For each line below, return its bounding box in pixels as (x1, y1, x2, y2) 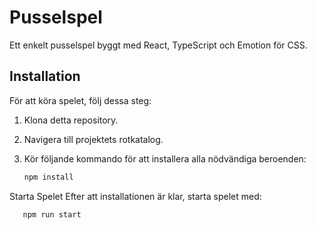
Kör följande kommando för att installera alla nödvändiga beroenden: (23, 152, 307, 165)
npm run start (22, 209, 82, 220)
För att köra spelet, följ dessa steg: (9, 94, 152, 106)
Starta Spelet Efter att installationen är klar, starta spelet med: (9, 190, 262, 202)
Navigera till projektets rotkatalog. (23, 133, 164, 145)
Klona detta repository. (23, 114, 119, 126)
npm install (23, 172, 74, 182)
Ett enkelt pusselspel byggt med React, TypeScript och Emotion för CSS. (9, 39, 308, 51)
